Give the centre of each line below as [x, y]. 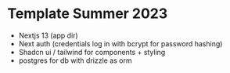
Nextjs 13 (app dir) [49, 35]
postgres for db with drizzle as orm [75, 60]
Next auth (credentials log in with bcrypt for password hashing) [120, 43]
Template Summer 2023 [88, 14]
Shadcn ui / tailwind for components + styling [92, 52]
